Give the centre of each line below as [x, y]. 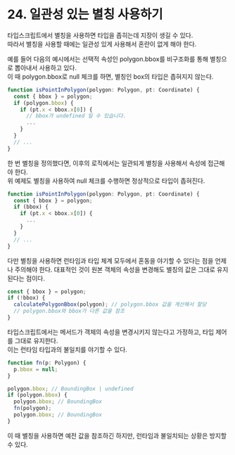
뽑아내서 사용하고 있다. [46, 68]
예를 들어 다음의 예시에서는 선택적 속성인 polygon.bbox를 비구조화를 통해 [108, 59]
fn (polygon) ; [33, 409]
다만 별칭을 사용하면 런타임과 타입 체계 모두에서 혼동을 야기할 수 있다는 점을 [110, 260]
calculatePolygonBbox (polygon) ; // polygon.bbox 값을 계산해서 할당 [110, 305]
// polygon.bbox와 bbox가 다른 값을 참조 [69, 311]
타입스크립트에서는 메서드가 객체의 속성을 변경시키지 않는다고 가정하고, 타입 [111, 332]
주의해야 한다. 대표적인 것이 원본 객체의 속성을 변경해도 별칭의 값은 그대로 [115, 269]
